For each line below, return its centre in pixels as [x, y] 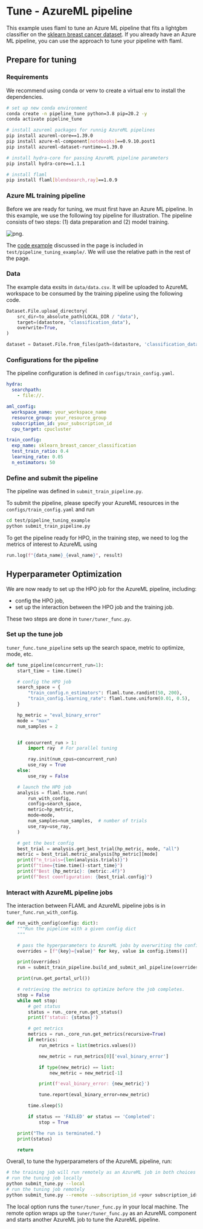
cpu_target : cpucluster [41, 429]
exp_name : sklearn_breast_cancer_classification [74, 446]
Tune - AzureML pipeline [69, 11]
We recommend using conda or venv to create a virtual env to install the [96, 90]
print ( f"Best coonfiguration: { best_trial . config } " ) [85, 877]
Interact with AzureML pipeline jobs [60, 892]
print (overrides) [39, 962]
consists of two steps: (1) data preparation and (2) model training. [88, 222]
